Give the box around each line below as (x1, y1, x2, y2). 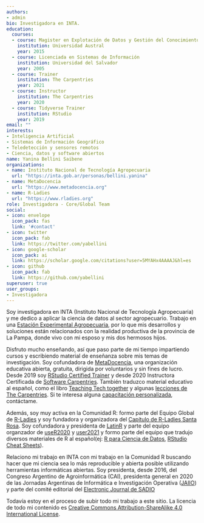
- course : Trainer (12, 71, 59, 77)
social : (6, 207, 26, 213)
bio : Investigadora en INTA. (6, 20, 80, 26)
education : (6, 26, 34, 32)
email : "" (6, 122, 32, 128)
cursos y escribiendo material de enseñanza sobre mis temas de (6, 352, 168, 359)
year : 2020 (17, 99, 45, 105)
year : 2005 (17, 65, 45, 72)
